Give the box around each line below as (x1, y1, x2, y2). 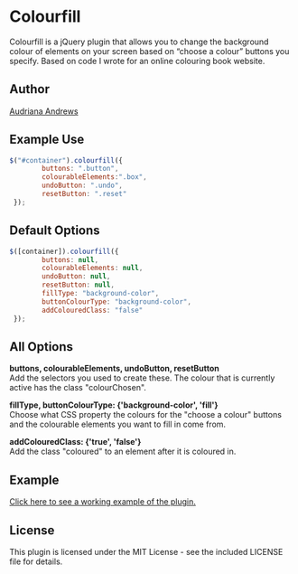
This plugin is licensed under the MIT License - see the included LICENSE (9, 546, 284, 557)
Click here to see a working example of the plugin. (9, 496, 197, 507)
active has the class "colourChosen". (9, 382, 147, 393)
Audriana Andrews (9, 106, 79, 117)
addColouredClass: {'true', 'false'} (9, 437, 142, 447)
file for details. (9, 556, 63, 567)
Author (9, 81, 50, 97)
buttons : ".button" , (42, 165, 119, 174)
